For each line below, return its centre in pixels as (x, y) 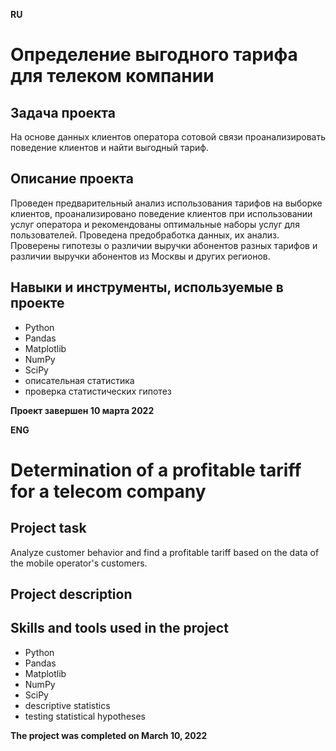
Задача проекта (63, 112)
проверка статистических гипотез (98, 391)
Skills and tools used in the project (119, 628)
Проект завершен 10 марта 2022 (82, 410)
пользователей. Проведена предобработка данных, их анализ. (145, 235)
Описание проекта (72, 179)
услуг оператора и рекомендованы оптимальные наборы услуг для (155, 224)
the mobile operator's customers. (79, 563)
